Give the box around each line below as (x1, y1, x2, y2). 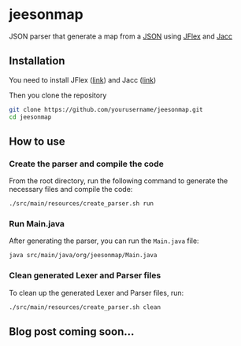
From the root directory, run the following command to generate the (9, 176, 228, 186)
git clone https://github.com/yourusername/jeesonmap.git (9, 105, 203, 113)
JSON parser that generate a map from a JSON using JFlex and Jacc (9, 31, 233, 41)
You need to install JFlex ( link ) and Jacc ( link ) (9, 75, 157, 84)
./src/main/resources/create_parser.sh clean (9, 303, 161, 311)
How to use (9, 134, 65, 148)
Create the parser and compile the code (9, 158, 164, 169)
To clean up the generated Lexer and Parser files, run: (9, 288, 184, 297)
